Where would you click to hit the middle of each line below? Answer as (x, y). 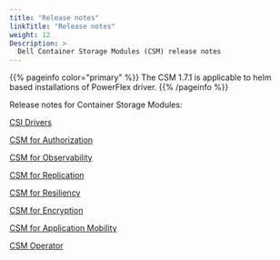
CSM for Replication (47, 175)
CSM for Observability (51, 158)
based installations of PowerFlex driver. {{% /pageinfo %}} (119, 87)
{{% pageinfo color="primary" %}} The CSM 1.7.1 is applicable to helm (140, 77)
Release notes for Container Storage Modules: (96, 105)
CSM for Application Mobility (63, 228)
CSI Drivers (31, 123)
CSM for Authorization (51, 140)
